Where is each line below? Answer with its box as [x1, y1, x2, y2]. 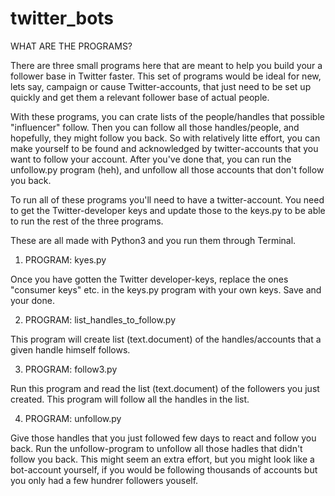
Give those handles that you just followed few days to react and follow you [10, 432, 317, 444]
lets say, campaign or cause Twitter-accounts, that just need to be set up [10, 80, 312, 92]
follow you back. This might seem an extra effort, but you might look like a [10, 453, 315, 465]
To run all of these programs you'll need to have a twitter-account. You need [10, 193, 325, 206]
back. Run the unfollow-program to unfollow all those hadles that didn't [10, 442, 303, 454]
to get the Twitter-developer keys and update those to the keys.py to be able [10, 204, 326, 216]
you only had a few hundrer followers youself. [10, 474, 199, 486]
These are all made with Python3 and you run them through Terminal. [10, 234, 297, 246]
